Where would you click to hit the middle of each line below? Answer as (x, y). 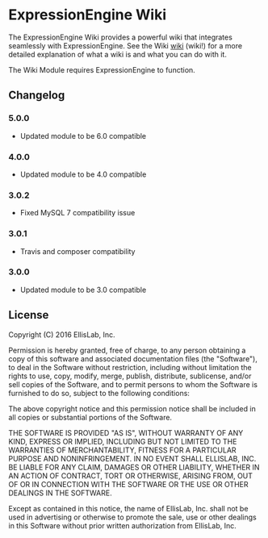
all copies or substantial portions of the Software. (90, 417)
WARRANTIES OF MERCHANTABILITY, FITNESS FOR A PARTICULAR (122, 450)
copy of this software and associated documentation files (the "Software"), (133, 359)
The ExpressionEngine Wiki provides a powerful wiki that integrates (120, 37)
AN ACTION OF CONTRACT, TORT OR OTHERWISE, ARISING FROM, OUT (130, 475)
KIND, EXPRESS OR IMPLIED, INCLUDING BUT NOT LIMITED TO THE (123, 441)
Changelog (37, 96)
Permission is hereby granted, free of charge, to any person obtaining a (127, 350)
